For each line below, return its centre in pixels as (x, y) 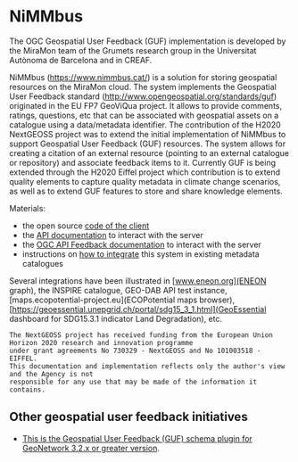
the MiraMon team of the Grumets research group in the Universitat (133, 50)
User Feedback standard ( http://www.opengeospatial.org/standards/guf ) (143, 96)
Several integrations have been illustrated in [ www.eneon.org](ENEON (138, 280)
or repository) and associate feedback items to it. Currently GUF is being (143, 162)
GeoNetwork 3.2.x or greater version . (91, 448)
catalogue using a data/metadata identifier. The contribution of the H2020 (145, 124)
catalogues (43, 263)
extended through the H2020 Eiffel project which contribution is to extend (145, 172)
